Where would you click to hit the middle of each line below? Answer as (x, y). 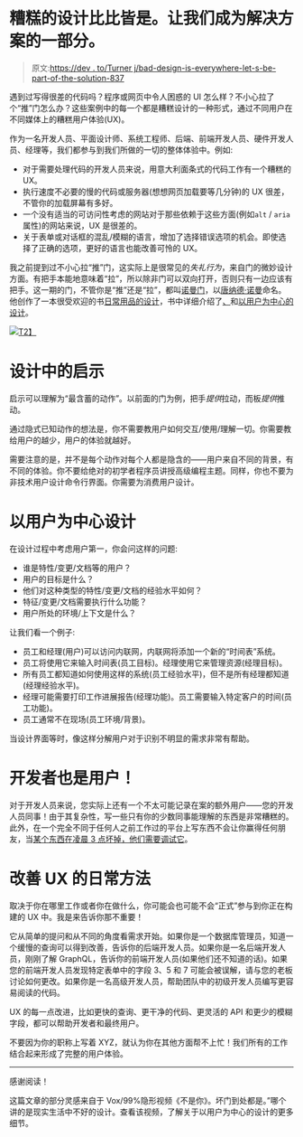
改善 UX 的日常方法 (80, 879)
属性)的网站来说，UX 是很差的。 (82, 225)
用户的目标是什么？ (58, 578)
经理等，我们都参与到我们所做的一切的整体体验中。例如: (129, 149)
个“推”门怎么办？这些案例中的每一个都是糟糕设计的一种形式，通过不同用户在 (151, 108)
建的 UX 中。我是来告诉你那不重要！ (77, 916)
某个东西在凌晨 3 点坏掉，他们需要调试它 (109, 839)
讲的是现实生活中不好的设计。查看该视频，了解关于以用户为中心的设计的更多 (151, 1112)
